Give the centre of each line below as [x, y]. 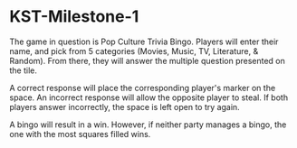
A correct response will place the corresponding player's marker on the [143, 88]
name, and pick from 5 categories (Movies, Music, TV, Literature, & [134, 51]
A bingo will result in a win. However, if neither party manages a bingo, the [148, 125]
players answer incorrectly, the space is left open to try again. [125, 106]
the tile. [24, 70]
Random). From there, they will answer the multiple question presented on [147, 60]
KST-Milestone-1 [74, 17]
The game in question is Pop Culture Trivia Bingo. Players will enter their [144, 42]
